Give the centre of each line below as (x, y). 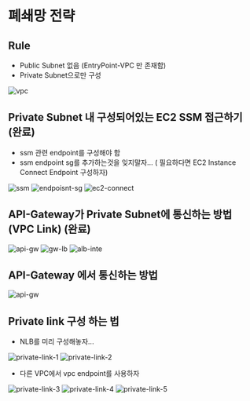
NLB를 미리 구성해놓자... (57, 341)
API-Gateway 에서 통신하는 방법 (83, 275)
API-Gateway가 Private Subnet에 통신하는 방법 (120, 215)
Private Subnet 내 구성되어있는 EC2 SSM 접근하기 (125, 117)
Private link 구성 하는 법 (64, 321)
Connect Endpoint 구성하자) (64, 172)
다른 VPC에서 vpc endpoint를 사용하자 (79, 374)
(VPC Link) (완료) (50, 230)
